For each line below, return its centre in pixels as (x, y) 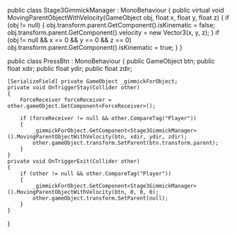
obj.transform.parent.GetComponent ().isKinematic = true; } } (95, 47)
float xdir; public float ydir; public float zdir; (70, 69)
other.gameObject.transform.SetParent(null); (101, 198)
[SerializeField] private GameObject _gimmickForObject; (93, 82)
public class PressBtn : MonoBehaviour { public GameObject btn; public (111, 61)
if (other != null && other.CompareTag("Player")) (96, 174)
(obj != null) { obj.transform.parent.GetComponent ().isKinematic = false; (111, 25)
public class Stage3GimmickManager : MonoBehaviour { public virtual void (116, 10)
